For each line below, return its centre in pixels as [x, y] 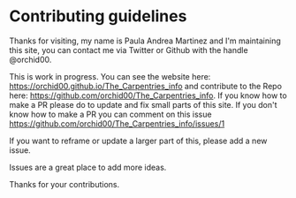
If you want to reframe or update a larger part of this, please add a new [138, 141]
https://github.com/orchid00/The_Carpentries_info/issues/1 [117, 123]
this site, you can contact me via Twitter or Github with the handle [129, 49]
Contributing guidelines [98, 16]
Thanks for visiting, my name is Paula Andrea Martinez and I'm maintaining [145, 41]
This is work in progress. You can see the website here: [110, 76]
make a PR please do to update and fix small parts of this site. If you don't [143, 104]
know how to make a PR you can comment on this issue [110, 114]
